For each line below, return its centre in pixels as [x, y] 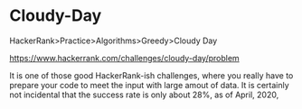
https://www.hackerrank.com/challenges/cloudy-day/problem [124, 58]
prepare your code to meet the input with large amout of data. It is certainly [149, 85]
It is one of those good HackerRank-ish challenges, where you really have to [151, 75]
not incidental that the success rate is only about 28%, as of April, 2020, [144, 95]
